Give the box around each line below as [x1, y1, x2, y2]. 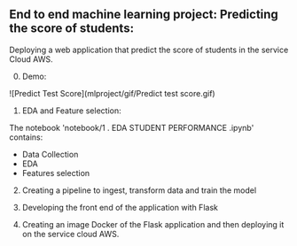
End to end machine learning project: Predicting [9, 7, 279, 22]
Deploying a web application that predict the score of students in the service [9, 44, 289, 55]
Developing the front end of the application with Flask [21, 202, 219, 212]
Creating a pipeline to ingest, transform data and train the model [21, 185, 257, 196]
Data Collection [21, 149, 79, 159]
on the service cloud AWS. [21, 228, 120, 239]
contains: [9, 132, 43, 142]
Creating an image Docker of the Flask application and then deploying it [21, 219, 285, 229]
